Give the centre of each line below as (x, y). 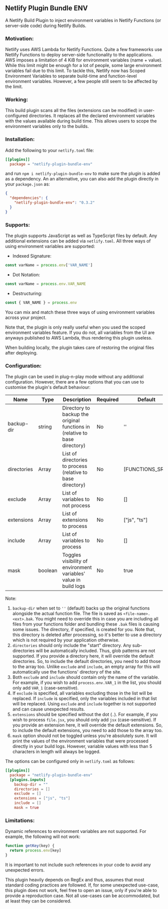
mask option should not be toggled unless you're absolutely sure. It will (85, 736)
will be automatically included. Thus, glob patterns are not (95, 651)
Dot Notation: (26, 275)
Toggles (72, 555)
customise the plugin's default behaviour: (48, 387)
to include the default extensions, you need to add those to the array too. (87, 730)
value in (71, 580)
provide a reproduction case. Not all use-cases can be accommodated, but (82, 895)
